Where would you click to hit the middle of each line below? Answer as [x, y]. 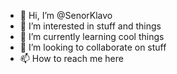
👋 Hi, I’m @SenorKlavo [66, 15]
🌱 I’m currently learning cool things [92, 36]
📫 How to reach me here [71, 58]
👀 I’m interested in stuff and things [90, 26]
